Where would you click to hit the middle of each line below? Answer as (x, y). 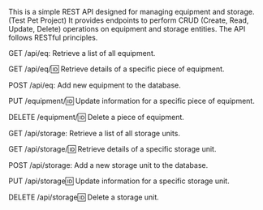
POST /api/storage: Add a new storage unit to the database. (108, 165)
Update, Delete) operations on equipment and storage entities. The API (127, 29)
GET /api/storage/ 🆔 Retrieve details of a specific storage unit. (112, 149)
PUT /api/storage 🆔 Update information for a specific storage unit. (119, 181)
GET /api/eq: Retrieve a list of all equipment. (82, 53)
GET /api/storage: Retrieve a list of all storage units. (95, 133)
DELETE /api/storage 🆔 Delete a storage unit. (84, 197)
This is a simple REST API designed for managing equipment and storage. (131, 12)
